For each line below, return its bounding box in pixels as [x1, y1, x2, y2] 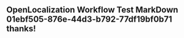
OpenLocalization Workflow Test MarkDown [6, 5, 178, 15]
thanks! [6, 24, 37, 34]
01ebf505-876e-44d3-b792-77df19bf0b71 [6, 14, 172, 25]
